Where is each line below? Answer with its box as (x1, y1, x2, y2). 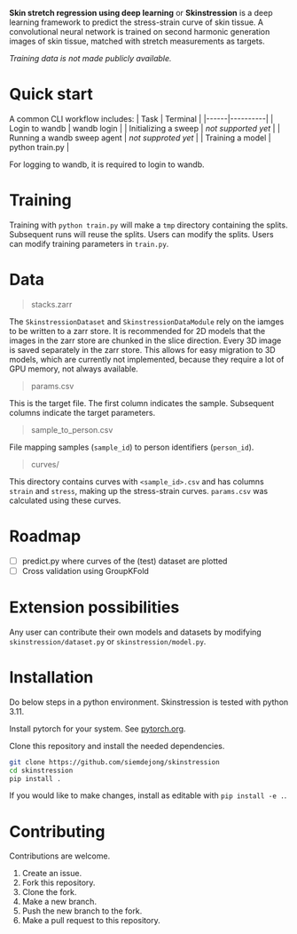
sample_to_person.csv (30, 424, 113, 435)
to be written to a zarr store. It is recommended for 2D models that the (9, 325, 266, 336)
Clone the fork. (21, 887, 77, 898)
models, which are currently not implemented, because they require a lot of (9, 354, 285, 364)
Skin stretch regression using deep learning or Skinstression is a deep (9, 8, 273, 18)
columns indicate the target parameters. (9, 407, 156, 418)
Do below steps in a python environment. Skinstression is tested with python (9, 697, 289, 707)
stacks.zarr (30, 299, 73, 309)
